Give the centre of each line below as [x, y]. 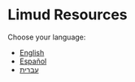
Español [33, 61]
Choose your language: [47, 37]
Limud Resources [67, 15]
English [32, 52]
